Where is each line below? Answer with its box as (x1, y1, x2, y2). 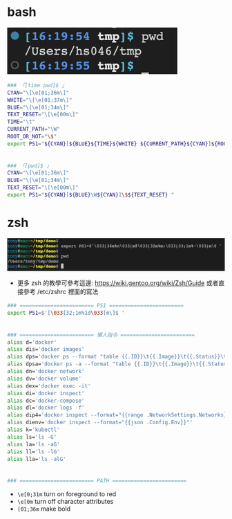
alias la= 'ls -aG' (7, 441, 60, 448)
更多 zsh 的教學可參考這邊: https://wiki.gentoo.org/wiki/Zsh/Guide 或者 (17, 279, 219, 287)
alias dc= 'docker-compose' (7, 397, 85, 404)
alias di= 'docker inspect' (7, 390, 85, 397)
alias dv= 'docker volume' (7, 375, 81, 382)
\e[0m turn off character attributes (17, 498, 114, 506)
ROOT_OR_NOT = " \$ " (7, 133, 57, 140)
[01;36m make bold (17, 504, 71, 513)
